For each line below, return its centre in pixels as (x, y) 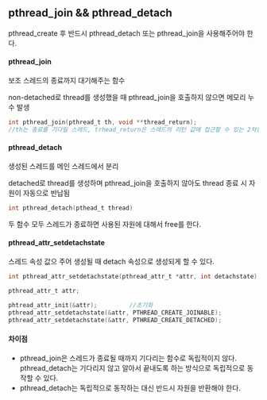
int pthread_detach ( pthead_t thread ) (71, 208)
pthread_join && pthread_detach (90, 13)
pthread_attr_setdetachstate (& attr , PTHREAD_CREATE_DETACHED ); (115, 320)
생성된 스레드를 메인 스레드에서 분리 (64, 166)
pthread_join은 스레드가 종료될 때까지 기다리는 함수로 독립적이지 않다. (128, 358)
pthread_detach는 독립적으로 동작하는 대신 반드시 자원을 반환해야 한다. (130, 387)
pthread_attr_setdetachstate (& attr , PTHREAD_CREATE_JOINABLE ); (115, 313)
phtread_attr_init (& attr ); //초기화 (81, 305)
